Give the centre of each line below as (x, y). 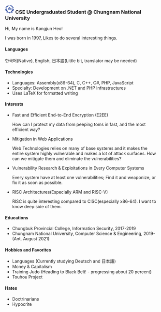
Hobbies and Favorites (28, 250)
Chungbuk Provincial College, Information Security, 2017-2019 (74, 229)
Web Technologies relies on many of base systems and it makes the (80, 148)
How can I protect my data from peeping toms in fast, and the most (79, 124)
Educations (17, 217)
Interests (14, 104)
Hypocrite (22, 304)
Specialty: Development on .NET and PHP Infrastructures (69, 88)
